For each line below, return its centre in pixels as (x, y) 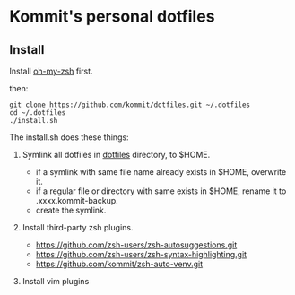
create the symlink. (71, 210)
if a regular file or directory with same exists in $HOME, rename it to (161, 191)
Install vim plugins (56, 281)
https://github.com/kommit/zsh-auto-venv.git (119, 264)
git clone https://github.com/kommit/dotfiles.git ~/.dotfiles (130, 105)
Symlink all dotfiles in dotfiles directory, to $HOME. (116, 155)
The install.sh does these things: (69, 137)
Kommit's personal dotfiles (112, 17)
